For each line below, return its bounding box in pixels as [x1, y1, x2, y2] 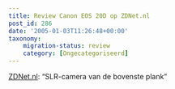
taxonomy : [8, 34, 42, 43]
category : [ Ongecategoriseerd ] [23, 49, 129, 57]
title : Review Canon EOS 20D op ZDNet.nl [8, 11, 151, 20]
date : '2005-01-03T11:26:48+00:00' [8, 27, 129, 35]
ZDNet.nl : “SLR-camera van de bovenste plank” [8, 72, 168, 81]
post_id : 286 [8, 19, 53, 28]
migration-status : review [23, 42, 111, 50]
